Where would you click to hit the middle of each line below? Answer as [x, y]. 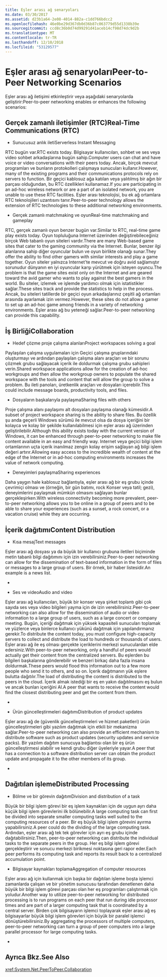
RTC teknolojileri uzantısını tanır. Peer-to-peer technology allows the [75, 200]
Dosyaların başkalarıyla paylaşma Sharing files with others [72, 400]
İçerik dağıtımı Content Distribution [60, 530]
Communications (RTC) [42, 130]
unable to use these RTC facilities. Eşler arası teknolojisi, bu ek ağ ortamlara [83, 195]
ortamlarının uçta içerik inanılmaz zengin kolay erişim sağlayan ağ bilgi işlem [83, 447]
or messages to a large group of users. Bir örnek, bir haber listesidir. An [78, 567]
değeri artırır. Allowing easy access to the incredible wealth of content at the [83, 452]
